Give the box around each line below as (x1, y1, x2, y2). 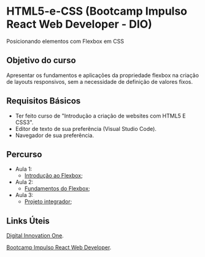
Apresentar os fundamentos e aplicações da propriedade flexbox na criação (6, 72, 199, 79)
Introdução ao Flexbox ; (24, 172, 83, 179)
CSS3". (15, 118, 34, 126)
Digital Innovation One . (6, 232, 64, 239)
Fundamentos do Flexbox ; (24, 185, 90, 192)
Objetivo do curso (6, 55, 76, 65)
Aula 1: (15, 165, 33, 173)
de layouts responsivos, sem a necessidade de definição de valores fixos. (6, 78, 193, 85)
